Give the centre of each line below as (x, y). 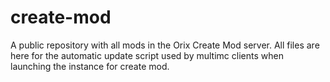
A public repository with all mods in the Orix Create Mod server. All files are (165, 45)
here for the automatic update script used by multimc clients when (147, 55)
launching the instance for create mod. (90, 66)
